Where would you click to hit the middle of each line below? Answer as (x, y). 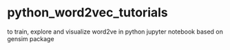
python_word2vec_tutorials (88, 13)
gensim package (31, 38)
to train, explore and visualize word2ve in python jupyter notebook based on (115, 32)
